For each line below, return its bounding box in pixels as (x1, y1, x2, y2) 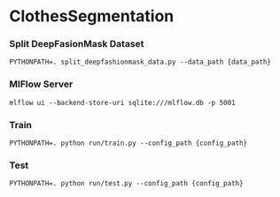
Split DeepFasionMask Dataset (9, 38, 144, 50)
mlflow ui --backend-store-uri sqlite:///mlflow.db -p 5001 (9, 98, 237, 107)
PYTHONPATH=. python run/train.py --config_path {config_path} (9, 139, 248, 148)
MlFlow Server (9, 78, 74, 90)
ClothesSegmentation (9, 6, 175, 27)
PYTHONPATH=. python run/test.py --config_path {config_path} (9, 179, 244, 188)
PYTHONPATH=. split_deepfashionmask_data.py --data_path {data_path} (9, 57, 272, 67)
